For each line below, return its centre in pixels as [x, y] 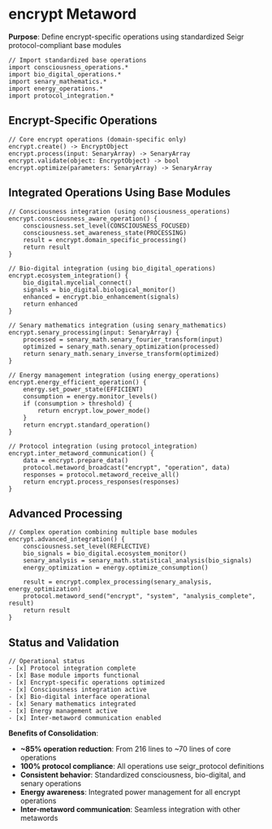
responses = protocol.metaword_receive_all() [101, 475]
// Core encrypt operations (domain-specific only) [97, 139]
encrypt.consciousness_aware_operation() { [83, 219]
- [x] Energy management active [63, 711]
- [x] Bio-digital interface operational [80, 697]
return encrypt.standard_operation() [87, 425]
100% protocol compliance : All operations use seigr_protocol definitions [142, 766]
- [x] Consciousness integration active [78, 690]
